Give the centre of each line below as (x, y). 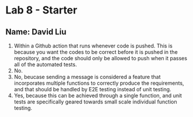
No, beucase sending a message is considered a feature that (87, 77)
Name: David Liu (36, 32)
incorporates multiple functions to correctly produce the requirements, (99, 83)
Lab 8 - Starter (41, 10)
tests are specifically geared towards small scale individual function (95, 102)
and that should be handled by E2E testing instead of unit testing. (92, 89)
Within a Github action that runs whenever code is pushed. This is (93, 46)
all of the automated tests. (45, 64)
